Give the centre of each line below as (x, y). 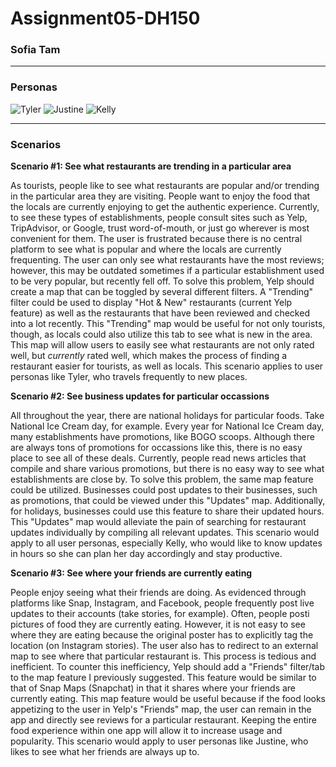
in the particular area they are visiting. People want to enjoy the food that (160, 196)
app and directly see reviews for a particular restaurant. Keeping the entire (163, 720)
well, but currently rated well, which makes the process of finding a (149, 356)
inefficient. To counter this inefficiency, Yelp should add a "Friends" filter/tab (168, 667)
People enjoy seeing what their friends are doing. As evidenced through (158, 593)
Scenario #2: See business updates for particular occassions (140, 396)
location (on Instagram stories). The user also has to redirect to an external (164, 646)
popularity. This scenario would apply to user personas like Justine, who (159, 741)
